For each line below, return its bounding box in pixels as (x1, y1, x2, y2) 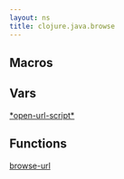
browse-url (9, 160, 52, 171)
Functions (9, 137, 68, 152)
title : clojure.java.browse (9, 22, 116, 31)
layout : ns (9, 13, 51, 23)
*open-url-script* (9, 109, 75, 120)
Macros (9, 55, 53, 71)
